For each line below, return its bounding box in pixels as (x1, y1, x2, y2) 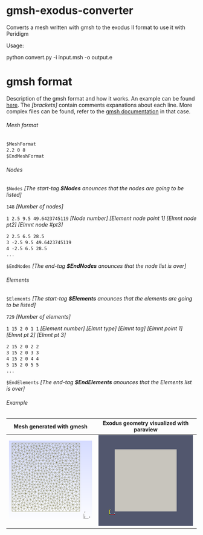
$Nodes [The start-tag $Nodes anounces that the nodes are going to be (6, 185, 184, 192)
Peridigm (6, 30, 29, 37)
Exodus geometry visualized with (102, 419, 189, 427)
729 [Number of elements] (6, 313, 71, 321)
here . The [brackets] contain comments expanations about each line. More (6, 101, 193, 108)
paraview (134, 426, 158, 433)
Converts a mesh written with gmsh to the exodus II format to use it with (6, 24, 185, 31)
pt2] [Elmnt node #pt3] (6, 221, 63, 228)
